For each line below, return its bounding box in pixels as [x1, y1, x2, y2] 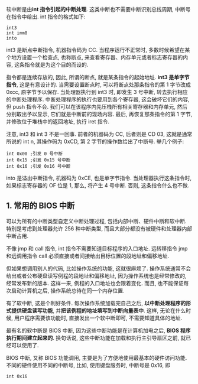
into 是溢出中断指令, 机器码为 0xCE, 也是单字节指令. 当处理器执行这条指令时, [6, 174, 192, 181]
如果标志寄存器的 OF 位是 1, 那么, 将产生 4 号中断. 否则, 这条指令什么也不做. [6, 182, 190, 188]
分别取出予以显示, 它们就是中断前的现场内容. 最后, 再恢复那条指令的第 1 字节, [6, 110, 193, 118]
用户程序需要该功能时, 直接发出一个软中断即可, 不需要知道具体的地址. [14, 314, 182, 321]
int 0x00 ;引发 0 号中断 [6, 151, 63, 157]
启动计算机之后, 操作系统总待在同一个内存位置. [11, 287, 125, 294]
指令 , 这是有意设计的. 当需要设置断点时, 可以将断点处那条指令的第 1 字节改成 [6, 81, 191, 88]
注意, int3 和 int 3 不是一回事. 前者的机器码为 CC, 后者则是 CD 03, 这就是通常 [6, 131, 193, 138]
